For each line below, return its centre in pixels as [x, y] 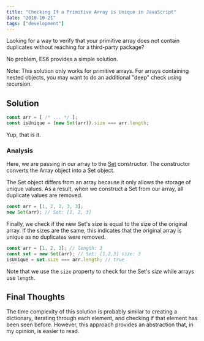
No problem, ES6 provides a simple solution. [62, 59]
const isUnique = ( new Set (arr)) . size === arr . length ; [78, 123]
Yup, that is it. [24, 135]
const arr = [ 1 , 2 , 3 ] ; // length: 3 [55, 248]
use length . [21, 278]
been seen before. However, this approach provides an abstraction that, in [100, 324]
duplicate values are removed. [44, 195]
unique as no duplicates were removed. [56, 237]
